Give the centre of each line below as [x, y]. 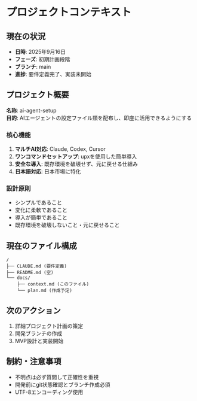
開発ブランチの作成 [39, 333]
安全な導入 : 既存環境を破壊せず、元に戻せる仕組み [76, 164]
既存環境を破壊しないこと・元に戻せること [67, 225]
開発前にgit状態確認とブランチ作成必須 [62, 384]
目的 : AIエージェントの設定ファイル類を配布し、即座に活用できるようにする [99, 118]
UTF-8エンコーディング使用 [49, 392]
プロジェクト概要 [38, 95]
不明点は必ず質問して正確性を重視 [57, 377]
